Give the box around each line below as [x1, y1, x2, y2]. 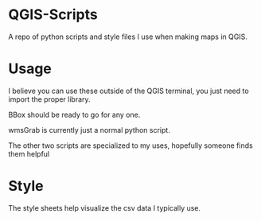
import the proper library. [8, 94, 91, 104]
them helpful [8, 149, 50, 158]
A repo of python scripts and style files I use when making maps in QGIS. [8, 32, 248, 41]
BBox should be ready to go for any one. [8, 110, 141, 119]
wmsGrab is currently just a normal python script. [8, 125, 171, 134]
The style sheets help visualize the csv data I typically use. [8, 203, 201, 212]
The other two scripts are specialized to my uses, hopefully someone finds [8, 141, 253, 150]
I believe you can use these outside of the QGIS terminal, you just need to [8, 86, 249, 95]
